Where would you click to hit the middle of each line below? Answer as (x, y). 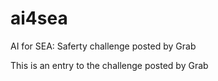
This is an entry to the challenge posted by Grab (109, 65)
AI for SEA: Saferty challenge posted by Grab (103, 46)
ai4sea (39, 18)
